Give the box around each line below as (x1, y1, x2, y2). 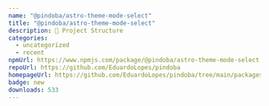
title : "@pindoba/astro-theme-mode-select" (8, 19, 156, 27)
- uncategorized (15, 41, 70, 49)
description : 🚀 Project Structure (8, 26, 124, 34)
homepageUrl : (8, 71, 52, 79)
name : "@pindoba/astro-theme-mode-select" (8, 11, 152, 20)
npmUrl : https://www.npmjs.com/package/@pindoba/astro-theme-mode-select (8, 57, 260, 65)
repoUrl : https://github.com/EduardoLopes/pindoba (8, 64, 181, 72)
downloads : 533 (8, 85, 59, 94)
